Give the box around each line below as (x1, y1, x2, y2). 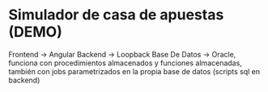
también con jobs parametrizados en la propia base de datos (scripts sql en (8, 66, 261, 76)
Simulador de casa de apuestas (8, 6, 224, 24)
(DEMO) (8, 23, 62, 41)
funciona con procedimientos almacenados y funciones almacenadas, (8, 58, 243, 68)
